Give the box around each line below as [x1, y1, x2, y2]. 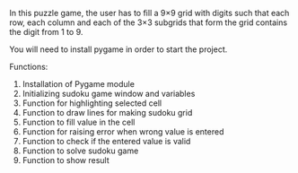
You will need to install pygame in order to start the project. [9, 44, 228, 55]
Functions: [9, 62, 48, 72]
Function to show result [22, 155, 110, 165]
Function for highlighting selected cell [22, 98, 162, 108]
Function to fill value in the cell [22, 117, 136, 127]
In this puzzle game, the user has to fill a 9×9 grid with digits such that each [9, 8, 290, 18]
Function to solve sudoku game [22, 145, 139, 156]
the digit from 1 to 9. [9, 27, 83, 37]
